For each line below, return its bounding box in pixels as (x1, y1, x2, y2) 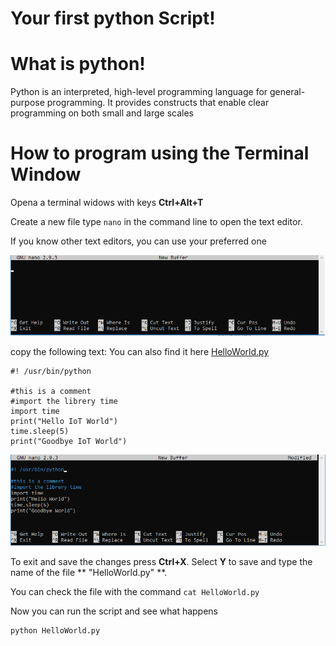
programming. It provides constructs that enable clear (46, 97, 270, 109)
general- (269, 86, 306, 98)
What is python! (10, 53, 146, 76)
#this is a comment (10, 386, 92, 396)
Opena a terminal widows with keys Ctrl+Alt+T (10, 197, 204, 209)
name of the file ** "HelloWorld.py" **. (10, 567, 168, 579)
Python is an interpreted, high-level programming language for (10, 86, 268, 98)
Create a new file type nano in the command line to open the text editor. (10, 216, 303, 228)
